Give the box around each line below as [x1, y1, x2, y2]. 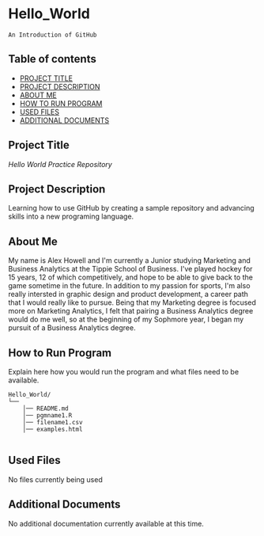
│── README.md [22, 405, 69, 412]
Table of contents [8, 52, 96, 66]
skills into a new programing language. [8, 211, 134, 222]
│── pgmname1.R [22, 412, 73, 420]
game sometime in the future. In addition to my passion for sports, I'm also [8, 281, 251, 291]
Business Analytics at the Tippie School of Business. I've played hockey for [8, 264, 253, 274]
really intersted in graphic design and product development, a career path [8, 290, 249, 299]
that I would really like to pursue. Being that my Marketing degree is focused [8, 298, 257, 307]
